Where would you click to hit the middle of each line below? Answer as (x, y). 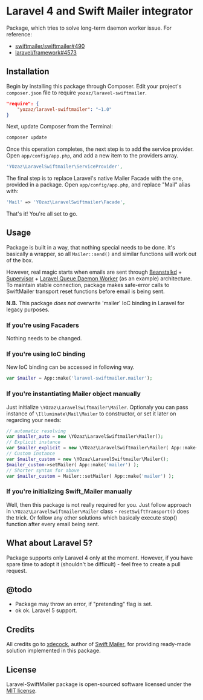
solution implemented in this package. (53, 651)
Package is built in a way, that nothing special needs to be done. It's (91, 247)
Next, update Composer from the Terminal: (60, 127)
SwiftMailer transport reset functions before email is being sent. (85, 291)
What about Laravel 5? (50, 543)
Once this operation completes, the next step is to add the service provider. (100, 149)
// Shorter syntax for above (43, 471)
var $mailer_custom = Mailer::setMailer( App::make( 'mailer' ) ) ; (90, 476)
